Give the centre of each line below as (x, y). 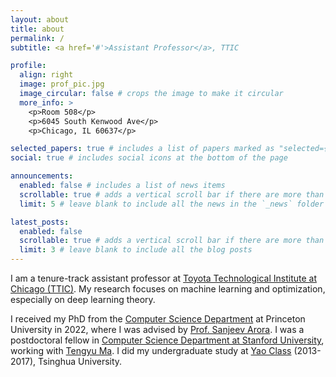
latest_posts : (40, 222)
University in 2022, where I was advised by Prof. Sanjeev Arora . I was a (157, 329)
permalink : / (37, 38)
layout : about (40, 19)
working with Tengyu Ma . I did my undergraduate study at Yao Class (151, 350)
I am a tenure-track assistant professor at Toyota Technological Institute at (163, 278)
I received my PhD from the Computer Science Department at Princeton (158, 319)
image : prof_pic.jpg (62, 84)
